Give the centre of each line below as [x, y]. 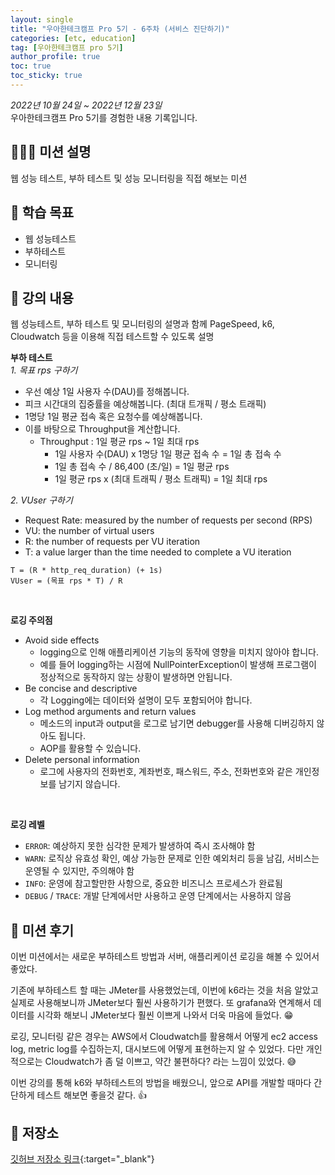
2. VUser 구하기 [41, 500]
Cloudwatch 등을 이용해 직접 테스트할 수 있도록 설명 [112, 337]
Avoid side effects [62, 640]
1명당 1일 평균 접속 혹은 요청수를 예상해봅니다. [113, 417]
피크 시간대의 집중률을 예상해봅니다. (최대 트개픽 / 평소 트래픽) [145, 404]
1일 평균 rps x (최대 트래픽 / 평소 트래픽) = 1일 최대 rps [161, 479]
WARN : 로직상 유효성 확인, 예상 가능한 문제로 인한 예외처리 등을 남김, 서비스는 [172, 858]
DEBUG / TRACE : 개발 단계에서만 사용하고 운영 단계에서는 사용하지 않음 [158, 896]
